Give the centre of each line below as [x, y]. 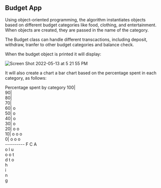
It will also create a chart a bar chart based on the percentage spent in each [81, 73]
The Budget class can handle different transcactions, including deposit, [76, 39]
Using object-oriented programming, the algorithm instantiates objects [75, 19]
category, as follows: [26, 78]
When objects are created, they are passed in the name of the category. [77, 30]
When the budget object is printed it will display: [53, 54]
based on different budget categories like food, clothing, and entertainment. [81, 25]
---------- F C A [21, 144]
